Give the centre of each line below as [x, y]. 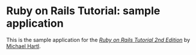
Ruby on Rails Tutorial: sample [83, 11]
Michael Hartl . [23, 46]
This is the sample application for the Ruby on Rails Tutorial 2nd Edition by [98, 40]
